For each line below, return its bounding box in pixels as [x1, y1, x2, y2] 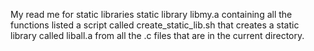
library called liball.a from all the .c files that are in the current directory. [10, 30, 305, 41]
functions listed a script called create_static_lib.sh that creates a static [10, 19, 300, 31]
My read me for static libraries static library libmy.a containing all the [10, 9, 293, 20]
